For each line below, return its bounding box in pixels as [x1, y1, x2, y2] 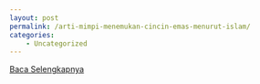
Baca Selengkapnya [9, 64, 85, 75]
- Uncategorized [26, 38, 88, 48]
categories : [9, 30, 55, 39]
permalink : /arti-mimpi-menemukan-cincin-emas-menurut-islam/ [9, 22, 251, 31]
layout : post [9, 13, 59, 23]
